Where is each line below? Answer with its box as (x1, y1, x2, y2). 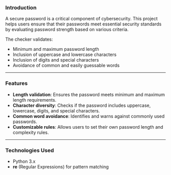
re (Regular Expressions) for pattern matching (12, 163, 109, 169)
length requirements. (12, 97, 57, 103)
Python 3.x (12, 158, 36, 164)
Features (5, 80, 28, 87)
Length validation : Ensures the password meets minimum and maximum (12, 91, 165, 98)
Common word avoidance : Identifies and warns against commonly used (12, 113, 165, 119)
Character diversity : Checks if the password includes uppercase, (12, 102, 151, 108)
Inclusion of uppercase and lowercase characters (12, 51, 117, 57)
